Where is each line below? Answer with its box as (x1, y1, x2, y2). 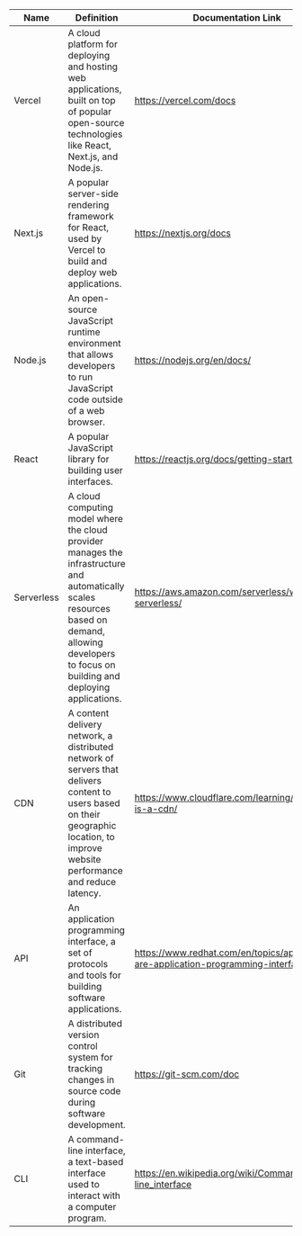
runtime (67, 326, 101, 338)
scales (67, 591, 96, 604)
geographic (67, 820, 117, 831)
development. (67, 1119, 126, 1131)
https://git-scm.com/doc (134, 1068, 240, 1080)
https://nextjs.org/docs (134, 227, 232, 239)
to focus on (67, 658, 116, 671)
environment (67, 337, 121, 349)
